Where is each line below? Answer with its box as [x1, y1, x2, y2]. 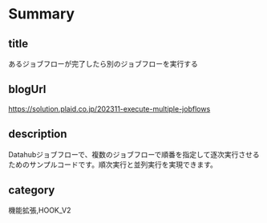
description [8, 128, 67, 141]
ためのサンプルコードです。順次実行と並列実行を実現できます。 [8, 160, 218, 169]
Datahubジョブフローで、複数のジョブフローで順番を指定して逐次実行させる [8, 149, 260, 159]
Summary [8, 5, 75, 23]
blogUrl [8, 83, 47, 96]
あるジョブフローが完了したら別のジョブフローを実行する [8, 59, 198, 68]
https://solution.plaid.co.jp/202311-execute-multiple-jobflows [8, 103, 211, 113]
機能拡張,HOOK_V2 [8, 205, 71, 215]
